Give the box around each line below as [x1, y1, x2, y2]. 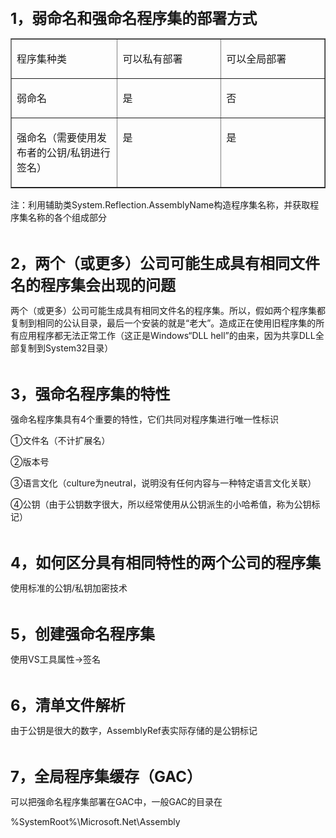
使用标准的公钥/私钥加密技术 [10, 582, 128, 594]
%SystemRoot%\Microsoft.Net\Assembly [10, 816, 181, 827]
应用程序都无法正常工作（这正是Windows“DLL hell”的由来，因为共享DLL [18, 330, 316, 341]
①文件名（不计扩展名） [10, 435, 111, 446]
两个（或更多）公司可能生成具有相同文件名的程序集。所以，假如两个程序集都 [10, 305, 326, 316]
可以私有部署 [122, 52, 183, 66]
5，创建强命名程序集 [10, 625, 155, 644]
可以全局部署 [226, 52, 287, 66]
